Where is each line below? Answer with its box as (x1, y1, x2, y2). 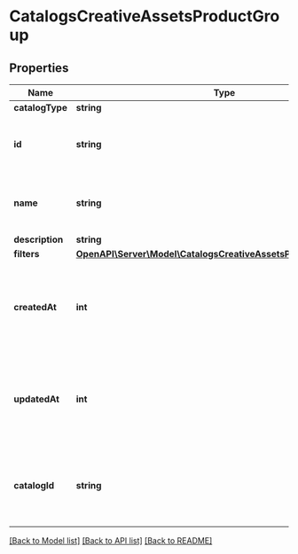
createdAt (13, 301, 58, 313)
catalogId (13, 480, 55, 491)
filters (13, 248, 40, 260)
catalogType (13, 102, 68, 113)
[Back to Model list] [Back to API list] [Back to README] (9, 535, 213, 546)
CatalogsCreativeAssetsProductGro (9, 6, 280, 27)
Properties (9, 60, 69, 75)
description (13, 233, 64, 246)
